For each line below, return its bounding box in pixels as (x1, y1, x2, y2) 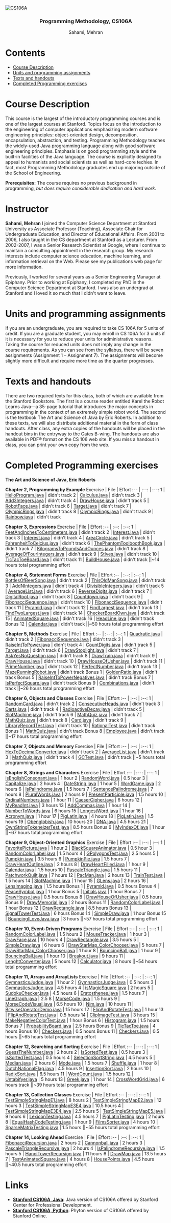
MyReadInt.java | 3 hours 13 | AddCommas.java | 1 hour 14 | (5, 802, 130, 808)
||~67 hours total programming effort (5, 829, 83, 835)
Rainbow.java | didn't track (5, 513, 61, 520)
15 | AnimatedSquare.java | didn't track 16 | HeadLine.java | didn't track (5, 615, 155, 621)
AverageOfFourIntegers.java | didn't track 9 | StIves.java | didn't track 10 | (5, 551, 160, 557)
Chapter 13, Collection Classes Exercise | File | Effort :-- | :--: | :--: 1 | (5, 1091, 152, 1097)
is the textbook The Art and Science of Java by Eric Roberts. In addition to (5, 414, 161, 420)
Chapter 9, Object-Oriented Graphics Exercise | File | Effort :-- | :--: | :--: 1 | (5, 839, 165, 846)
